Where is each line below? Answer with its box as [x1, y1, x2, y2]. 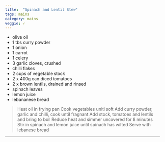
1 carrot [12, 50, 28, 56]
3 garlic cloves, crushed [12, 60, 61, 66]
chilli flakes [12, 66, 35, 71]
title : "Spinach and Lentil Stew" [5, 7, 78, 12]
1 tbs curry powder [12, 40, 51, 46]
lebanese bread [17, 127, 49, 133]
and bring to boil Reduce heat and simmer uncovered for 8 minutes [17, 117, 153, 122]
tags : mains [5, 12, 29, 17]
